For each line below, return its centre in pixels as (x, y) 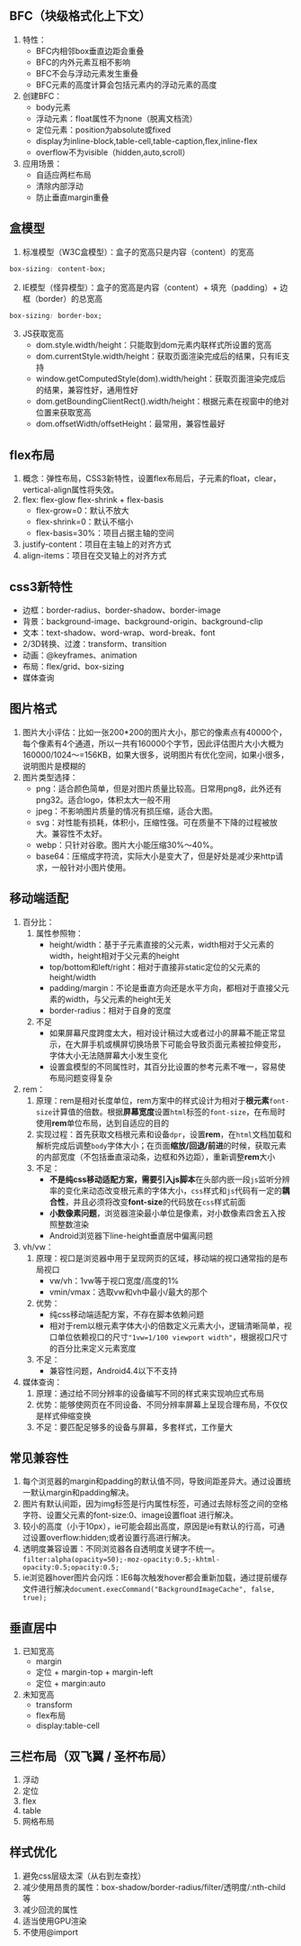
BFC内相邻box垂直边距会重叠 (90, 50)
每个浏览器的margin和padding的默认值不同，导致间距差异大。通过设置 (153, 1481)
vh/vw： (38, 1247)
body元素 (53, 107)
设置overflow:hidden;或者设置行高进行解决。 (113, 1538)
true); (35, 1598)
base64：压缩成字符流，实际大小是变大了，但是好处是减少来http (155, 856)
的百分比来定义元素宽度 (93, 1348)
